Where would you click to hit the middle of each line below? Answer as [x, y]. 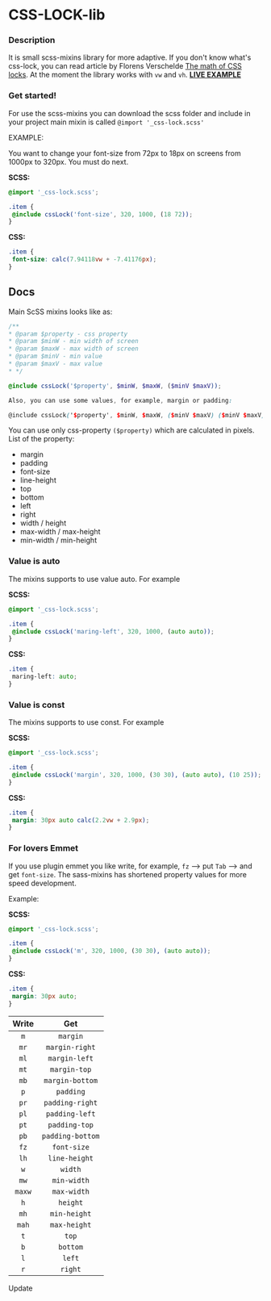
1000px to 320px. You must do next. [69, 161]
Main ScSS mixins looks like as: [60, 312]
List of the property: [42, 439]
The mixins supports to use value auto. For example [94, 579]
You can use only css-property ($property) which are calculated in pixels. [131, 430]
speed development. [42, 883]
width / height [43, 523]
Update [21, 1288]
